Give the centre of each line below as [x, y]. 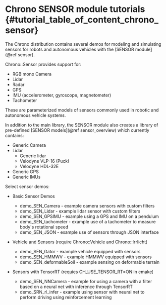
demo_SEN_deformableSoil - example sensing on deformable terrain [89, 262]
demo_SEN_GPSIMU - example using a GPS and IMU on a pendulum [89, 216]
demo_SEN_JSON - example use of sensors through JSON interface [89, 232]
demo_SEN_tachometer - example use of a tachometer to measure [88, 221]
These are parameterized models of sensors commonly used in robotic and [82, 110]
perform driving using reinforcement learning [66, 297]
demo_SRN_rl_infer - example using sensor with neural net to [82, 292]
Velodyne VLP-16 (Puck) [45, 161]
